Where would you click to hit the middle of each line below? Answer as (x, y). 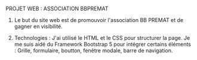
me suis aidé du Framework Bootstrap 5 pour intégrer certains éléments (103, 44)
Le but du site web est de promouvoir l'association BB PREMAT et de (99, 20)
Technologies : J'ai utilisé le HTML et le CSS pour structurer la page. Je (102, 38)
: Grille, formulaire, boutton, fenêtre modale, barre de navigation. (93, 50)
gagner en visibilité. (39, 26)
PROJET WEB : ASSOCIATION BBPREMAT (57, 9)
